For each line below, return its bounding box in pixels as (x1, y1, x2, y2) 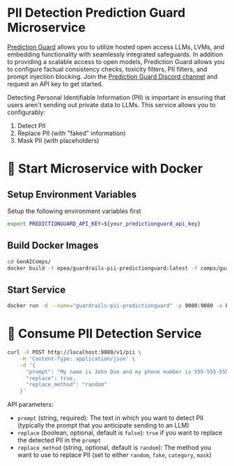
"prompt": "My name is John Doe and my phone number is (25, 368, 192, 375)
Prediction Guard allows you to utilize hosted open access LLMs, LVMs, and (7, 42, 225, 51)
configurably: (7, 108, 46, 116)
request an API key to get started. (7, 79, 104, 88)
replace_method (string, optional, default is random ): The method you (17, 444, 212, 452)
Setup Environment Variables (7, 188, 137, 200)
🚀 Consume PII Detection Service (7, 326, 202, 342)
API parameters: (7, 401, 54, 409)
